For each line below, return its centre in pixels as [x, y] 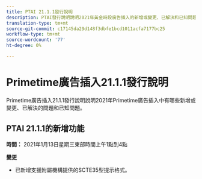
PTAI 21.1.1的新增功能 [45, 129]
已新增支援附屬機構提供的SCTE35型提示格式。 [72, 170]
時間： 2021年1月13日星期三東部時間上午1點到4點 [67, 144]
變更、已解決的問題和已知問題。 [46, 108]
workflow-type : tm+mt [33, 34]
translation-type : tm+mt [37, 23]
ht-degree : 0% [24, 46]
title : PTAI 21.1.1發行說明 [40, 12]
